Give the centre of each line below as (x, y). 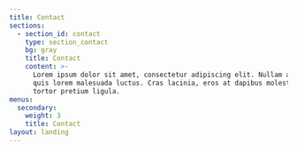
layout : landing (39, 132)
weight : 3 (43, 116)
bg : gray (41, 50)
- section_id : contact (59, 34)
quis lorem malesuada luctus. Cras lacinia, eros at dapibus (148, 83)
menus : (21, 99)
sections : (27, 26)
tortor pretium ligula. (76, 91)
